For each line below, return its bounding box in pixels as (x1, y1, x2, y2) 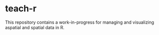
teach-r (5, 3, 37, 14)
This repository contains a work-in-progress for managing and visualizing (5, 19, 154, 25)
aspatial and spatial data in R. (5, 24, 65, 30)
